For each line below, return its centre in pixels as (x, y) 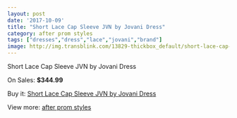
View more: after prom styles (49, 107)
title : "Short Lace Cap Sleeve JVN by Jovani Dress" (86, 27)
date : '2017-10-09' (36, 20)
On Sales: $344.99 (35, 80)
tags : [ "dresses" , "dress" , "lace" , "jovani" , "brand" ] (85, 40)
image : (17, 46)
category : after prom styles (50, 33)
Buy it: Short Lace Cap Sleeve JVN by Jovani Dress (82, 93)
